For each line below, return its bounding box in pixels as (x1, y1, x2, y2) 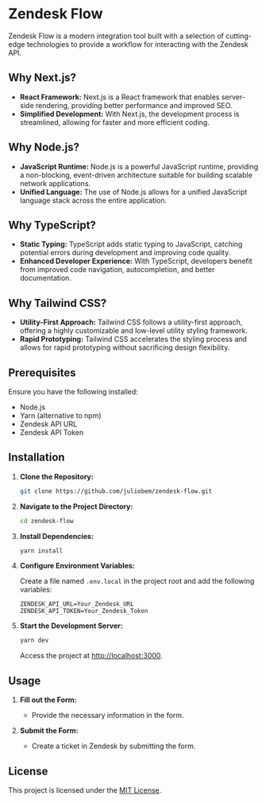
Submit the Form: (19, 726, 79, 735)
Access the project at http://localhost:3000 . (19, 651, 163, 661)
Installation (8, 451, 65, 464)
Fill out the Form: (19, 695, 77, 704)
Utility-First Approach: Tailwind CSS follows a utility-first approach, (19, 317, 243, 327)
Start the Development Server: (19, 621, 123, 630)
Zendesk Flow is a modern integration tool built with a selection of (8, 31, 224, 41)
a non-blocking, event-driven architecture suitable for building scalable (19, 170, 253, 180)
